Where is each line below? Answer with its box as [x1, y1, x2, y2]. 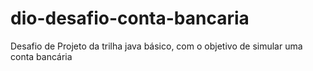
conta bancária [10, 50, 73, 62]
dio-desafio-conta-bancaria [10, 7, 250, 30]
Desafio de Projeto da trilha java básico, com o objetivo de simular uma [10, 40, 303, 52]
